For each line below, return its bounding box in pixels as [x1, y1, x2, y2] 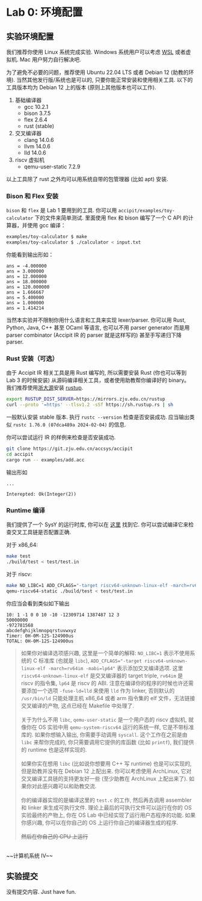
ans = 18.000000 [6, 279, 47, 285]
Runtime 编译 [6, 506, 45, 514]
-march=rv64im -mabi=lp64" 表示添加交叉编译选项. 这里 [47, 664, 183, 671]
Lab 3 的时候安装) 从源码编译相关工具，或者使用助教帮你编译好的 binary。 [6, 377, 190, 384]
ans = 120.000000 [6, 284, 50, 291]
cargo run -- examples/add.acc [6, 457, 85, 463]
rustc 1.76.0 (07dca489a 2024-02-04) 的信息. [13, 421, 126, 428]
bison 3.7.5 [23, 109, 51, 117]
